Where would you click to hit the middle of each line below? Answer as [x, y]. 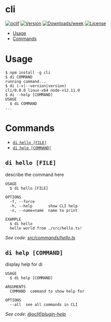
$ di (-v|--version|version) [36, 86]
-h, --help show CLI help [44, 206]
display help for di [24, 264]
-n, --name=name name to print [44, 210]
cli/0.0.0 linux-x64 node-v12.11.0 [43, 90]
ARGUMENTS [16, 287]
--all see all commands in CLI [44, 305]
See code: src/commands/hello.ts [40, 237]
